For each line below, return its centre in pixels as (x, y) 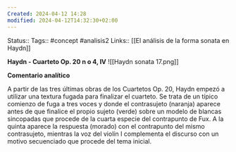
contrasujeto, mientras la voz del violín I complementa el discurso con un (113, 134)
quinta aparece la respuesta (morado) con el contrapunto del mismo (106, 126)
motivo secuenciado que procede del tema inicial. (80, 141)
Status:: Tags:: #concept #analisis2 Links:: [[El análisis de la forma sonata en (118, 40)
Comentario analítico (39, 75)
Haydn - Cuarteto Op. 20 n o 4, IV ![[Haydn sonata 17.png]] (93, 61)
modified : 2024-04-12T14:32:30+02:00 (63, 20)
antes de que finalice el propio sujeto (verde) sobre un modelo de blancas (114, 111)
